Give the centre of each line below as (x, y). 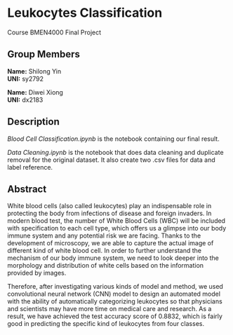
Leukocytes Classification (85, 13)
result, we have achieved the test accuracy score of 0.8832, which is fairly (115, 316)
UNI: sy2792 (26, 78)
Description (33, 122)
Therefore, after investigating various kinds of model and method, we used (115, 287)
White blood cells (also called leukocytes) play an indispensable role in (109, 206)
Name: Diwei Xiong (35, 92)
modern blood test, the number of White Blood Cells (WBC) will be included (116, 221)
